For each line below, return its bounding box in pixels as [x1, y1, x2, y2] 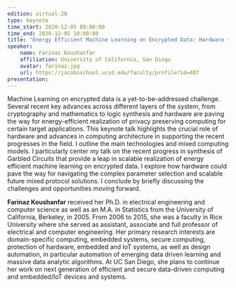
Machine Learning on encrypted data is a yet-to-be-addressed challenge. [7, 95, 221, 103]
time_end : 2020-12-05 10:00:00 [7, 30, 99, 37]
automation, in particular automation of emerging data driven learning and [7, 250, 221, 258]
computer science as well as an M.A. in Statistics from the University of [7, 205, 214, 214]
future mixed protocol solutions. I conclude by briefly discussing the [7, 177, 204, 185]
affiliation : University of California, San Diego [20, 56, 171, 63]
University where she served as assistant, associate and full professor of [7, 221, 218, 229]
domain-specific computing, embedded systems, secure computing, [7, 235, 206, 244]
